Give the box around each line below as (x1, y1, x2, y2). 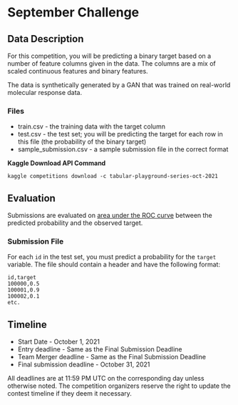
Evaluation (7, 192, 56, 204)
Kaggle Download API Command (7, 159, 106, 168)
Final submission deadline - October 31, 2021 (17, 360, 150, 369)
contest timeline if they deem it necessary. (7, 389, 132, 398)
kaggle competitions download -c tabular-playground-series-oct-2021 (7, 173, 219, 180)
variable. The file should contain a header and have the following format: (7, 260, 221, 269)
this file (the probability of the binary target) (17, 137, 147, 146)
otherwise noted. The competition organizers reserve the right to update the (7, 381, 231, 390)
